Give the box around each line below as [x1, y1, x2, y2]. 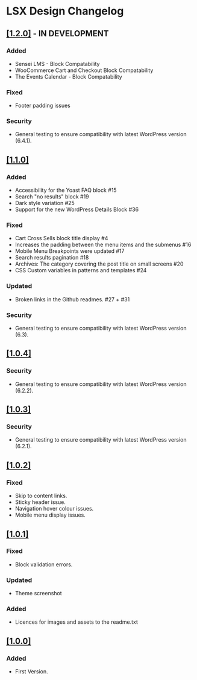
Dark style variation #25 [14, 200, 75, 207]
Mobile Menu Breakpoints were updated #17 [14, 247, 125, 255]
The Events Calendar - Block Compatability [14, 73, 122, 80]
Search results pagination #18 [14, 254, 89, 261]
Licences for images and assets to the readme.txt [14, 618, 139, 626]
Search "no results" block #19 [14, 193, 89, 200]
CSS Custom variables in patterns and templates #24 [14, 267, 147, 274]
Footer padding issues [14, 102, 71, 110]
